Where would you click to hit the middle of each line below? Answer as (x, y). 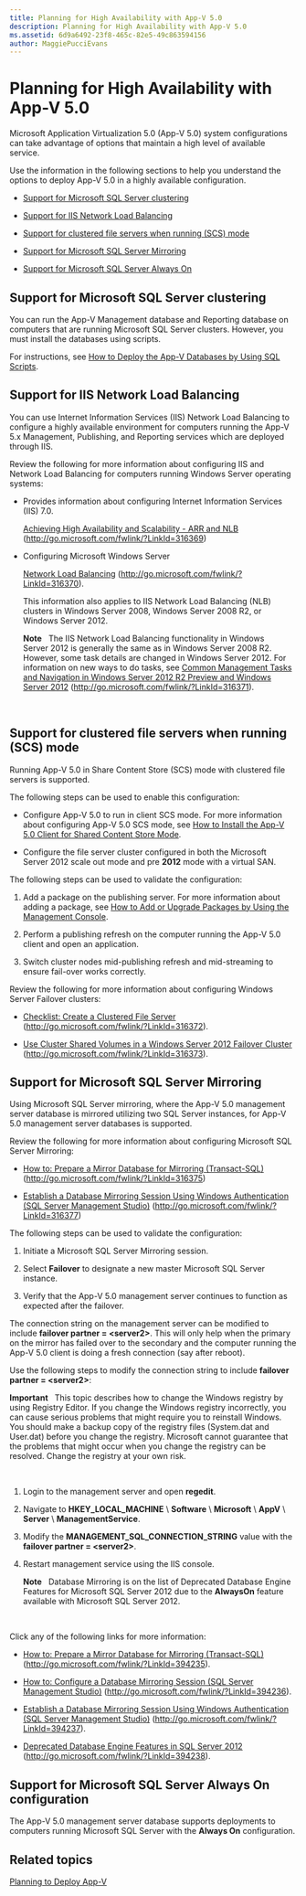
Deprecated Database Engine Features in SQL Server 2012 (133, 1746)
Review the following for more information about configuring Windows (142, 989)
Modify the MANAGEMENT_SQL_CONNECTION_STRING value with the (158, 1537)
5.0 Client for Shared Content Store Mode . (102, 834)
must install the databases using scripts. (85, 339)
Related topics (51, 1860)
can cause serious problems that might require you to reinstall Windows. (146, 1417)
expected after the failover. (74, 1306)
